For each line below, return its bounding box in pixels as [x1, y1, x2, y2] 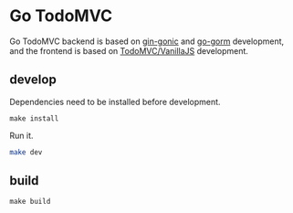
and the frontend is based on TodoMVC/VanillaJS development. [9, 45, 249, 56]
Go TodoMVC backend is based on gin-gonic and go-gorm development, [9, 36, 285, 47]
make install [9, 113, 59, 123]
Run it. [9, 130, 34, 141]
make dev [9, 147, 43, 156]
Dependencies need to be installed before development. [9, 96, 221, 107]
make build [9, 197, 51, 207]
